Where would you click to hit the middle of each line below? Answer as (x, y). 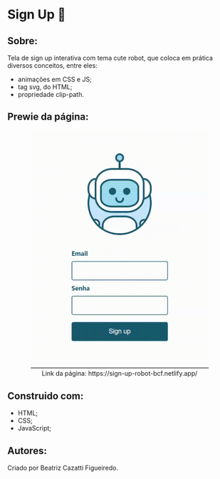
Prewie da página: (48, 117)
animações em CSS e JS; (55, 79)
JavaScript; (35, 428)
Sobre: (22, 41)
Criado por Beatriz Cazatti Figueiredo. (63, 468)
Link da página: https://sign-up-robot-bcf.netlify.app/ (120, 374)
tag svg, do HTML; (45, 87)
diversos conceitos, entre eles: (52, 66)
